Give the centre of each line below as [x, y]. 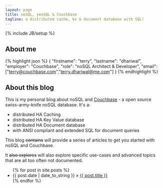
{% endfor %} [27, 181]
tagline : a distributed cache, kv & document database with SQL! [74, 19]
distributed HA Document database [49, 125]
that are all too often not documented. [44, 160]
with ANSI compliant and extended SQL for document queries [76, 130]
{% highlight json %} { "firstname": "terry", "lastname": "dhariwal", [73, 61]
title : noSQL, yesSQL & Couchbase [41, 14]
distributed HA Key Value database [48, 120]
